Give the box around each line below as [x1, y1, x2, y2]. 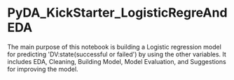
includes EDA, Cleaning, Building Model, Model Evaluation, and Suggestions [7, 57, 226, 65]
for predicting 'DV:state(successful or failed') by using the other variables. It [7, 50, 226, 58]
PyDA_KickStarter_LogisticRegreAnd [7, 5, 228, 21]
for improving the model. [7, 65, 78, 73]
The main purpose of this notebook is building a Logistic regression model [7, 42, 222, 51]
